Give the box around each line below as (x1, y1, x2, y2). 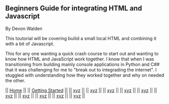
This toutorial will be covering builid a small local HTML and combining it (5, 35, 156, 41)
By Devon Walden (5, 25, 43, 31)
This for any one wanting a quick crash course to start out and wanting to (5, 50, 159, 56)
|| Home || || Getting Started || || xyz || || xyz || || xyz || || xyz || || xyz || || (5, 87, 157, 93)
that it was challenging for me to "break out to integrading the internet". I (5, 66, 157, 73)
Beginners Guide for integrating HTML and (5, 4, 142, 13)
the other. (5, 77, 25, 83)
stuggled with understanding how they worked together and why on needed (5, 72, 164, 78)
